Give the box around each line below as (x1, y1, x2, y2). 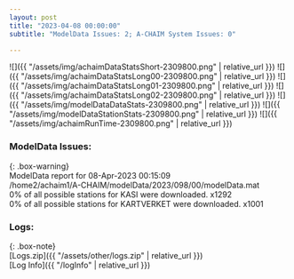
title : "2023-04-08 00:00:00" (9, 21, 122, 30)
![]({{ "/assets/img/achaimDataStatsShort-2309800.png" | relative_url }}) (9, 61, 275, 72)
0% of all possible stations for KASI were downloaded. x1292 (9, 188, 233, 200)
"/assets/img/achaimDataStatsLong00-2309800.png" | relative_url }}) (20, 71, 276, 82)
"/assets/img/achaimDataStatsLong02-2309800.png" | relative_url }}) (20, 90, 276, 100)
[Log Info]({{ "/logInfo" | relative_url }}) (9, 259, 151, 270)
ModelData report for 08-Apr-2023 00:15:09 (9, 170, 171, 180)
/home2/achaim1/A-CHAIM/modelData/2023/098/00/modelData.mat (9, 179, 260, 190)
